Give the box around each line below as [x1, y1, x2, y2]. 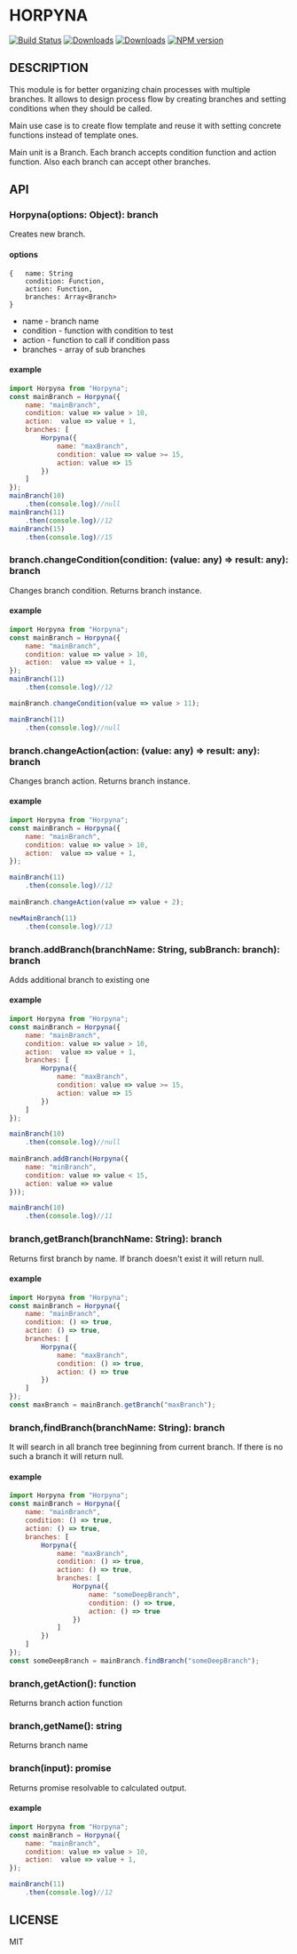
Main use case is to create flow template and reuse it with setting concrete [9, 120, 282, 131]
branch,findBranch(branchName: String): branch [9, 1421, 225, 1433]
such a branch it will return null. [9, 1451, 124, 1462]
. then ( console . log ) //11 [25, 1212, 113, 1221]
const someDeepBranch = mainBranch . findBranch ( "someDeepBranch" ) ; [9, 1656, 260, 1665]
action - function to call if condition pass [21, 334, 170, 345]
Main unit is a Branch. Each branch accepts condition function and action [9, 147, 277, 157]
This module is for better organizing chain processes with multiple [9, 84, 251, 94]
